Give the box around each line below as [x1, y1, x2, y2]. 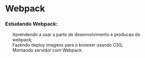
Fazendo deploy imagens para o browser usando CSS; [12, 42, 123, 48]
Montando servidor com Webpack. [12, 47, 83, 53]
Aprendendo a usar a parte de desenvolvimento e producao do [12, 31, 141, 37]
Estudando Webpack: [5, 21, 58, 28]
